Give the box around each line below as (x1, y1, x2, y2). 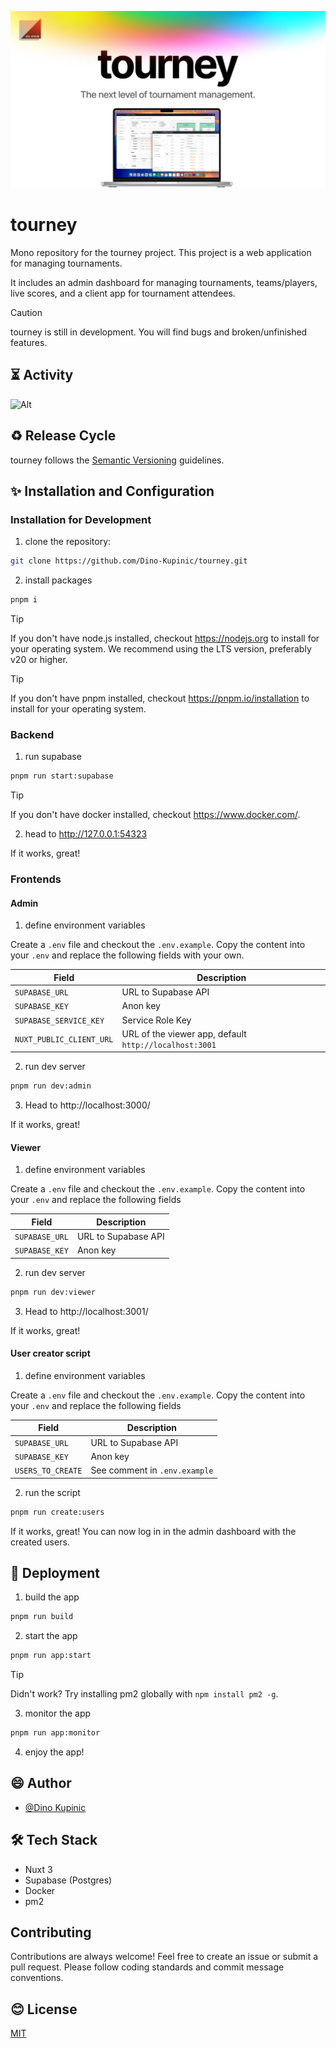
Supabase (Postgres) (24, 1874, 113, 1886)
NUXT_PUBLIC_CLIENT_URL (14, 1035, 114, 1045)
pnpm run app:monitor (10, 1728, 101, 1738)
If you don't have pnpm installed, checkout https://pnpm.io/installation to (10, 692, 310, 704)
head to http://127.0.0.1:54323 (24, 828, 148, 840)
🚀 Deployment (10, 1564, 100, 1581)
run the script (24, 1486, 81, 1498)
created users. (10, 1536, 70, 1548)
